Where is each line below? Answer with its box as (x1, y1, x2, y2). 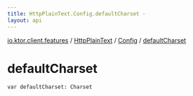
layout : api (7, 17, 42, 24)
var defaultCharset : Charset (7, 83, 93, 91)
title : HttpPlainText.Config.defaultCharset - (7, 10, 146, 18)
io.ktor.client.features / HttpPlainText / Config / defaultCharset (7, 36, 187, 44)
